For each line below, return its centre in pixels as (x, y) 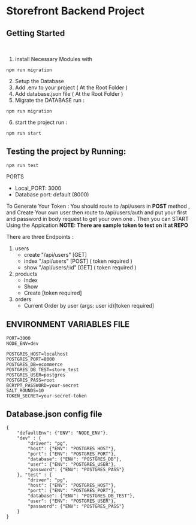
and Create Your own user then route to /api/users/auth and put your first (97, 212)
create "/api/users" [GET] (55, 254)
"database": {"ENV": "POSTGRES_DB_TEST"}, (82, 496)
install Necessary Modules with (54, 59)
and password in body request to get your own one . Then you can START (97, 219)
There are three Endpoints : (40, 236)
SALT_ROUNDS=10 (25, 390)
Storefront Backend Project (76, 11)
